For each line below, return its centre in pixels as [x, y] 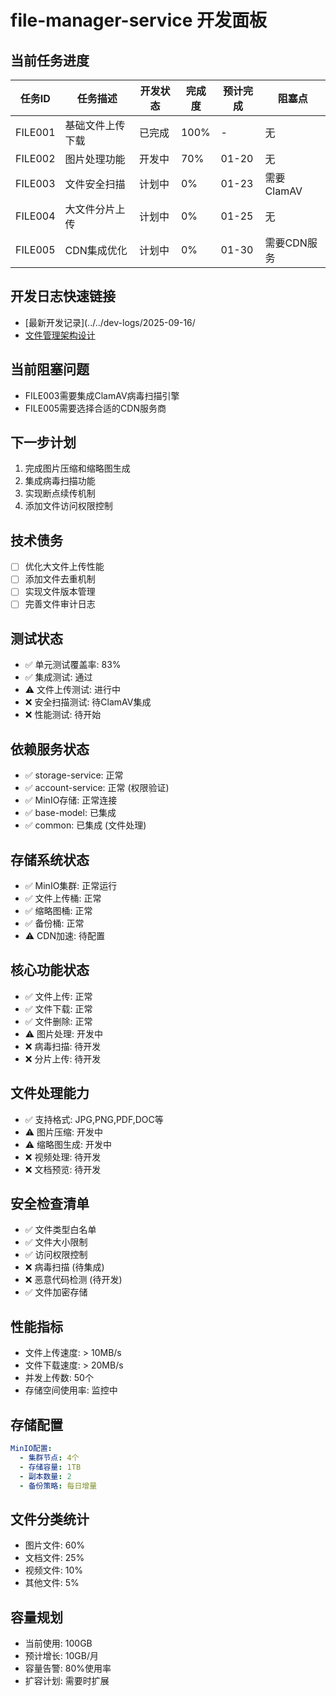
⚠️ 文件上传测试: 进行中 [73, 690]
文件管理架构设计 [60, 335]
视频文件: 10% [54, 1570]
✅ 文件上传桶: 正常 [63, 898]
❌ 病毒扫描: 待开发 [63, 1046]
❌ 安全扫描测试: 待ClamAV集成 [88, 702]
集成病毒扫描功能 [60, 481]
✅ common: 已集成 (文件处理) [85, 825]
